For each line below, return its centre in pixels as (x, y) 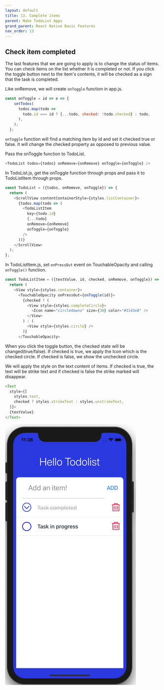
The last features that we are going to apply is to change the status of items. (82, 64)
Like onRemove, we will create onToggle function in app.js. (64, 89)
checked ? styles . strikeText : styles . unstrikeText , (69, 402)
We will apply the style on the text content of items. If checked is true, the (80, 366)
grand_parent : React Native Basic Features (50, 26)
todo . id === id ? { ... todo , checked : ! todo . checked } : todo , (87, 114)
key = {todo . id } (41, 214)
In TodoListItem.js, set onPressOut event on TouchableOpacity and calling (79, 265)
